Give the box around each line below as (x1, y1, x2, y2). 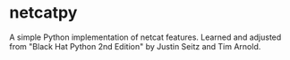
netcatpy (9, 3, 78, 23)
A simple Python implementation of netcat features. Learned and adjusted (9, 32, 282, 42)
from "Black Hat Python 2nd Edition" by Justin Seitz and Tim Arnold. (9, 41, 261, 51)
